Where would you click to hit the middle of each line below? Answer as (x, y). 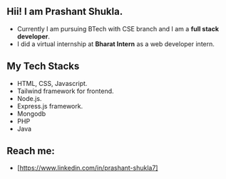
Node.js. (29, 98)
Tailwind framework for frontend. (66, 91)
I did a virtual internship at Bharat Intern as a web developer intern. (116, 44)
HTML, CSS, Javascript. (52, 83)
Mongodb (31, 114)
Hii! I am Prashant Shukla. (65, 12)
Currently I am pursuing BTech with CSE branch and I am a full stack (118, 28)
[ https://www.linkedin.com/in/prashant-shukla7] (87, 168)
